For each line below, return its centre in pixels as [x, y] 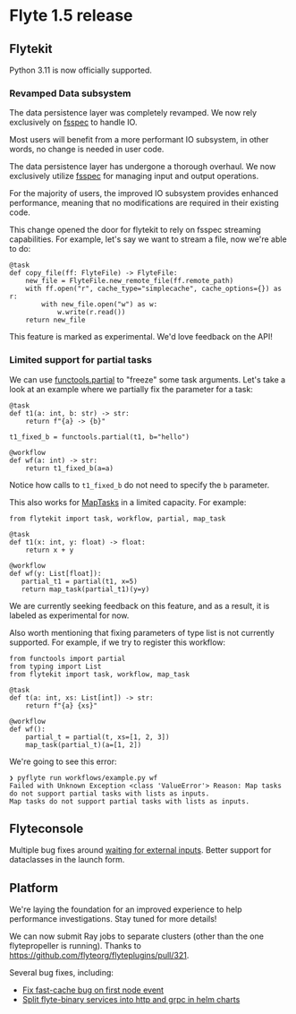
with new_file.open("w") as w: [100, 305]
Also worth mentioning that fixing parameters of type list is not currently [142, 632]
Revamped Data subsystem [70, 93]
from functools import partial [68, 658]
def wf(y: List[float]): [55, 573]
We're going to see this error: [63, 761]
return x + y [50, 550]
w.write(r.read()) [91, 313]
